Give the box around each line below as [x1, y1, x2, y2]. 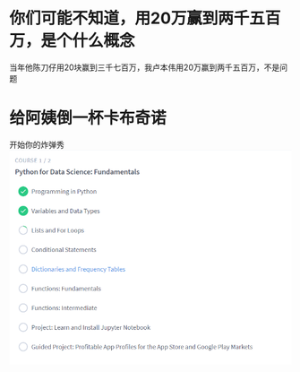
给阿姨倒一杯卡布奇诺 [9, 108, 167, 128]
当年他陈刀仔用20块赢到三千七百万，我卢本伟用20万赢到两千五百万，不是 [9, 62, 280, 73]
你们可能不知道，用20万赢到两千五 [9, 8, 266, 29]
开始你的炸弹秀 [9, 139, 64, 150]
